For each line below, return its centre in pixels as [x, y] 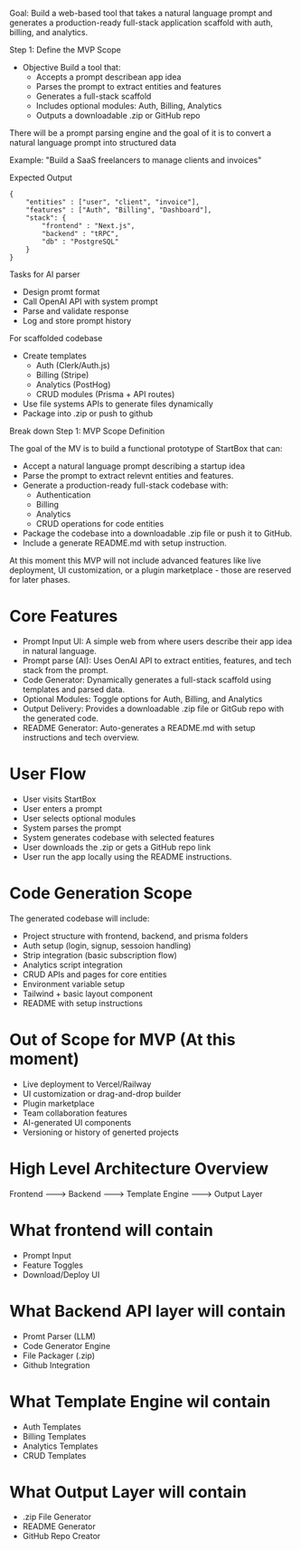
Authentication [63, 495]
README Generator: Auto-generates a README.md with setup [139, 727]
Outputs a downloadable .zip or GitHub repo [118, 115]
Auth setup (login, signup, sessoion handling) [107, 946]
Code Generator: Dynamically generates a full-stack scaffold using [146, 680]
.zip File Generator [57, 1517]
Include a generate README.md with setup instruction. [125, 543]
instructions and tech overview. [81, 737]
